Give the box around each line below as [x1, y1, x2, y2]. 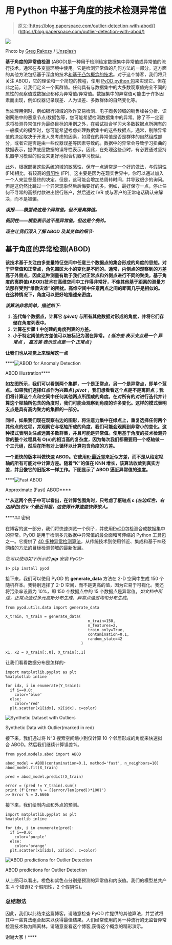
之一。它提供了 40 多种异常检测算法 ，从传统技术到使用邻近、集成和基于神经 [5, 538, 166, 544]
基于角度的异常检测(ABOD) [5, 245, 91, 254]
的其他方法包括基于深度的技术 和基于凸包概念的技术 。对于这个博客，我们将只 [5, 71, 167, 77]
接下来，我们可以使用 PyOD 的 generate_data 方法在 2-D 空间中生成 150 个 [5, 575, 164, 581]
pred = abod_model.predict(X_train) [5, 774, 83, 779]
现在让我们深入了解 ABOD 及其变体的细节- [5, 228, 95, 234]
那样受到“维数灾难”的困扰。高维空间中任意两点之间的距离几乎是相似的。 [9, 285, 163, 291]
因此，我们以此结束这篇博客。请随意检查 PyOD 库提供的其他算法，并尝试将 [5, 911, 164, 917]
